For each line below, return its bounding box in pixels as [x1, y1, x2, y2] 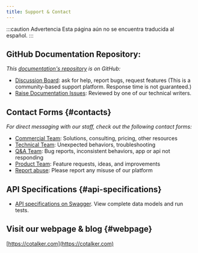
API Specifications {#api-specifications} [6, 184, 162, 195]
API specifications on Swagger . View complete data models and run [14, 200, 184, 208]
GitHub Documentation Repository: [6, 49, 141, 60]
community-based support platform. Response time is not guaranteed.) [14, 83, 191, 90]
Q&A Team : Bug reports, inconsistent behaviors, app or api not [14, 148, 170, 155]
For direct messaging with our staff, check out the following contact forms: [6, 123, 193, 130]
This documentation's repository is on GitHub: [6, 65, 121, 72]
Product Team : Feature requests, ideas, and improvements [14, 160, 161, 167]
